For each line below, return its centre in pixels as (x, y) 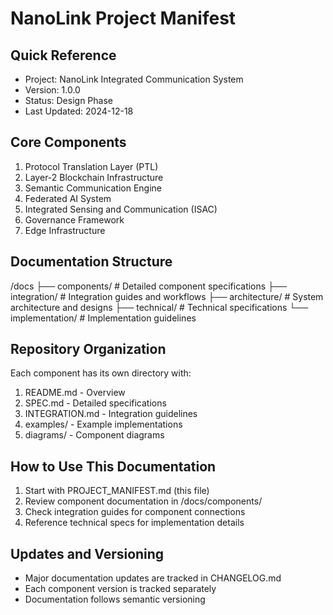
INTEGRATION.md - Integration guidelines (111, 414)
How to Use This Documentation (113, 466)
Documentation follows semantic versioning (115, 599)
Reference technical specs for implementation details (134, 523)
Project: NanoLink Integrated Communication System (134, 79)
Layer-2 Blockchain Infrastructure (94, 177)
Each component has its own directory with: (101, 373)
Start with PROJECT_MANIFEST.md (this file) (117, 491)
